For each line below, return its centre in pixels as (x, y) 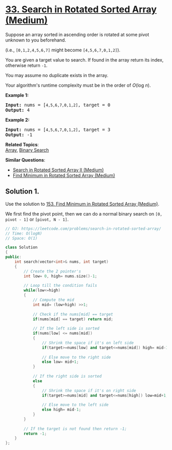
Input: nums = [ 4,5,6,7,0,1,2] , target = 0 (58, 105)
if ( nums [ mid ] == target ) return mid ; (73, 319)
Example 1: (17, 95)
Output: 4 (17, 110)
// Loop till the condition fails (60, 286)
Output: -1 (19, 135)
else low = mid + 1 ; (60, 362)
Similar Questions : (25, 160)
